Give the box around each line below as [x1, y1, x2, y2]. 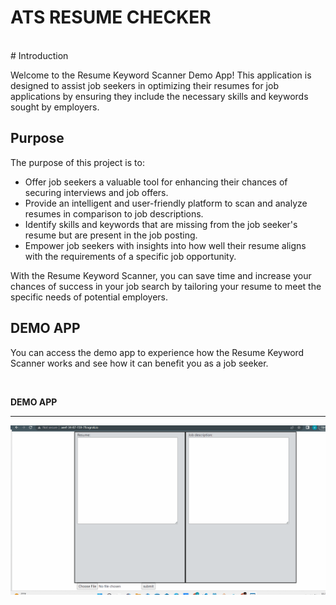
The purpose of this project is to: [10, 156, 145, 168]
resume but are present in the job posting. [24, 229, 198, 241]
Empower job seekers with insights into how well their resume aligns [24, 239, 307, 251]
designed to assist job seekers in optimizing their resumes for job [10, 79, 279, 91]
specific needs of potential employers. [10, 291, 168, 303]
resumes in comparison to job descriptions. [24, 207, 204, 220]
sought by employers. [10, 101, 100, 113]
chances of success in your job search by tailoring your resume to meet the [10, 280, 322, 292]
